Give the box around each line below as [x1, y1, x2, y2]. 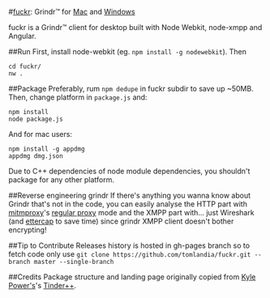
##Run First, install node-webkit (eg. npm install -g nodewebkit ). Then [8, 47, 247, 56]
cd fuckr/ [8, 62, 42, 70]
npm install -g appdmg [8, 145, 85, 153]
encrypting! [8, 225, 47, 234]
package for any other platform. [8, 175, 115, 185]
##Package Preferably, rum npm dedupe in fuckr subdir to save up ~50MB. [8, 84, 254, 93]
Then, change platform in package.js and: [8, 92, 148, 102]
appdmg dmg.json [8, 152, 63, 160]
